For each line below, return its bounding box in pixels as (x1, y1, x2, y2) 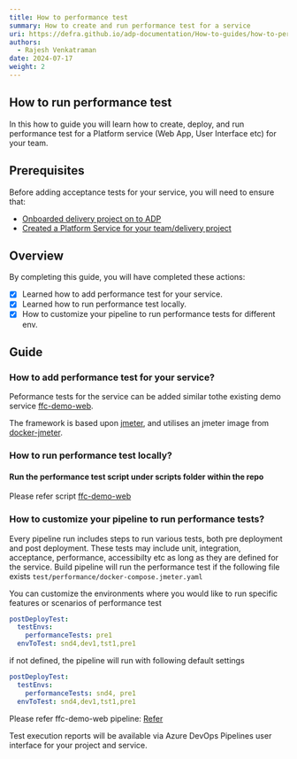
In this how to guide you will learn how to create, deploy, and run (9, 119, 245, 129)
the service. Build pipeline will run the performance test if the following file (9, 562, 280, 572)
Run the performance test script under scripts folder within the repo (9, 471, 264, 482)
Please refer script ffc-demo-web (9, 491, 132, 501)
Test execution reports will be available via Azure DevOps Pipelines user (9, 730, 272, 740)
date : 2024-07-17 (9, 54, 73, 63)
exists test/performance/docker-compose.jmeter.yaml (9, 570, 203, 581)
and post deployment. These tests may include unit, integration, (9, 542, 241, 554)
